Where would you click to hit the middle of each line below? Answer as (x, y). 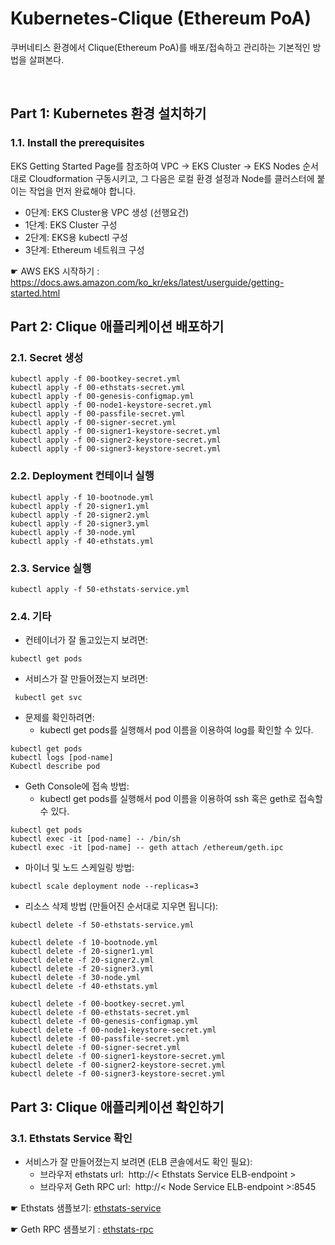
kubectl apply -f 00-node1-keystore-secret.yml (111, 405)
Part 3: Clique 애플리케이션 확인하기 (117, 1107)
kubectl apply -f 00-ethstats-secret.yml (98, 388)
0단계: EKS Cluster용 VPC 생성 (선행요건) (107, 212)
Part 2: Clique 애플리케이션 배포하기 (117, 327)
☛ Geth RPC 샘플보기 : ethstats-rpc (82, 1229)
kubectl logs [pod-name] (62, 758)
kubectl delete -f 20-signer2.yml (82, 960)
